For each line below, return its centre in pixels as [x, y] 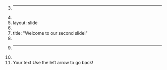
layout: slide [25, 23]
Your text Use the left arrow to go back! [53, 62]
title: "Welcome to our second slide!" [50, 33]
